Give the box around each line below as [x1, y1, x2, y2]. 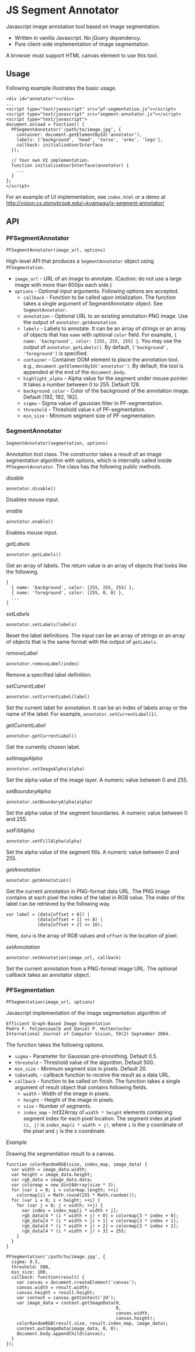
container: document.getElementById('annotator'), [16, 131, 142, 138]
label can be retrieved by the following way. [6, 900, 111, 907]
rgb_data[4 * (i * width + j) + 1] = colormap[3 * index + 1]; [21, 1218, 179, 1224]
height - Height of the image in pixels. [23, 1096, 115, 1103]
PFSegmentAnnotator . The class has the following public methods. [6, 463, 162, 470]
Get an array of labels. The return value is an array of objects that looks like [6, 562, 187, 569]
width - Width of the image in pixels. [23, 1090, 111, 1097]
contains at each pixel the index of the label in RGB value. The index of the [6, 894, 185, 901]
